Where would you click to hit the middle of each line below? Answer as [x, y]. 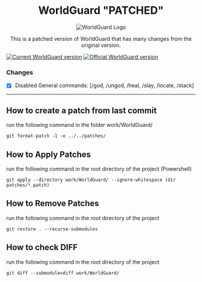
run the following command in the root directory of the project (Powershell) [99, 168]
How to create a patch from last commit [82, 110]
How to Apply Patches [49, 154]
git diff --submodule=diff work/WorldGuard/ [63, 273]
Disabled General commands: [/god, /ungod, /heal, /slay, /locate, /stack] [104, 85]
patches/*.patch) [28, 185]
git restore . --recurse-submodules [52, 229]
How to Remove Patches [53, 204]
